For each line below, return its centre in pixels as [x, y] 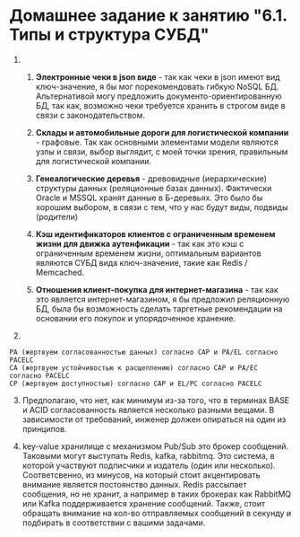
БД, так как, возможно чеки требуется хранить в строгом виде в [160, 105]
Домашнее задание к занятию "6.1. [148, 16]
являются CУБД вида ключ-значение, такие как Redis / [141, 262]
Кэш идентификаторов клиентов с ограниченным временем [155, 233]
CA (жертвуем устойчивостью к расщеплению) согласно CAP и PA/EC [133, 368]
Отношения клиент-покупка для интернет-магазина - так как [157, 289]
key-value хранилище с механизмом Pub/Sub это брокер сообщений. [155, 446]
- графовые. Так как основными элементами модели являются [157, 142]
